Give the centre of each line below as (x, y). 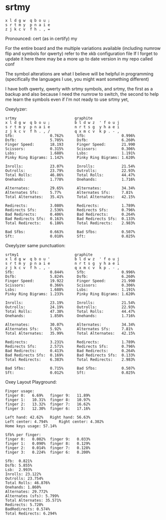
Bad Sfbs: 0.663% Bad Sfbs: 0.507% (70, 232)
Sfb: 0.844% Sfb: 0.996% (70, 272)
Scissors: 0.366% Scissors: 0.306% (70, 285)
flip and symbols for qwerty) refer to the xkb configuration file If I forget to (81, 53)
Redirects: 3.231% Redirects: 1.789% (70, 342)
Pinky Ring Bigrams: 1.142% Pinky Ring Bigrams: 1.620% (70, 157)
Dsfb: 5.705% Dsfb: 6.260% (70, 140)
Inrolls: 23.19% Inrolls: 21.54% (70, 303)
